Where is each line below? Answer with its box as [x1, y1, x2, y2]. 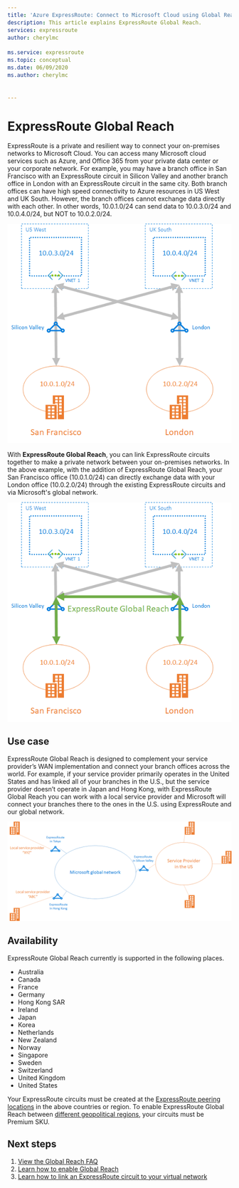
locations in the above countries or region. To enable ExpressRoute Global [7, 1102, 225, 1110]
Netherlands [17, 1028, 55, 1036]
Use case [7, 735, 50, 747]
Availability [7, 935, 58, 947]
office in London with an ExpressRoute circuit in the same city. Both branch [7, 179, 228, 188]
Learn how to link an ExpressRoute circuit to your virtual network [17, 1172, 208, 1181]
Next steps [7, 1138, 57, 1150]
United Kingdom [17, 1073, 66, 1082]
